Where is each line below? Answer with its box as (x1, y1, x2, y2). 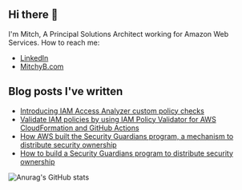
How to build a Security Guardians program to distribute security (19, 148, 234, 158)
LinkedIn (19, 53, 49, 62)
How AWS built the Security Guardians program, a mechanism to (19, 131, 234, 141)
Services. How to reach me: (8, 38, 100, 47)
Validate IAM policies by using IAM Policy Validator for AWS (19, 114, 216, 124)
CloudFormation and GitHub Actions (19, 123, 139, 133)
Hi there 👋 (8, 8, 58, 22)
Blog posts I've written (8, 85, 123, 98)
